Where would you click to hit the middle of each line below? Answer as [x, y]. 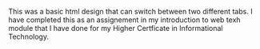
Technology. [29, 36]
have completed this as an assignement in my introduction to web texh [125, 20]
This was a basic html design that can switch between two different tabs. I [131, 11]
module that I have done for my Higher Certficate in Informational [116, 28]
